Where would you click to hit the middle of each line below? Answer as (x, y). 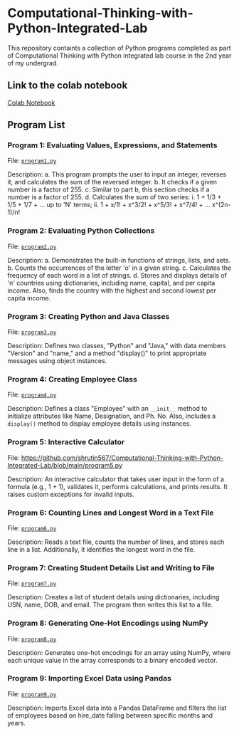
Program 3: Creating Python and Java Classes (89, 316)
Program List (36, 125)
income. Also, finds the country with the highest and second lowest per (112, 290)
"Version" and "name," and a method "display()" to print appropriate (107, 353)
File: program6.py (32, 528)
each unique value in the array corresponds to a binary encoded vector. (113, 660)
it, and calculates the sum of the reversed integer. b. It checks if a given (112, 182)
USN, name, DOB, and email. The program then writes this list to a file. (110, 605)
